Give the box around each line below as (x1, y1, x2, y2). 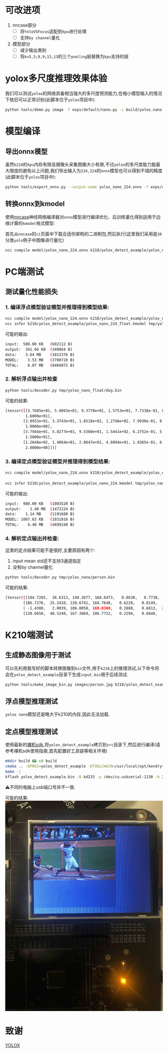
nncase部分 (12, 22, 36, 28)
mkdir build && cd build (5, 759, 57, 764)
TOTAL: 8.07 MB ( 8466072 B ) (5, 363, 75, 368)
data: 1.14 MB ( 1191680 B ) (5, 512, 75, 517)
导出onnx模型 (5, 147, 48, 156)
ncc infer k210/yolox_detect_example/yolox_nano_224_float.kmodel (5, 321, 146, 326)
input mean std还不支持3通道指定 (12, 558, 81, 564)
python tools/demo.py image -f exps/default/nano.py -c (5, 107, 124, 113)
